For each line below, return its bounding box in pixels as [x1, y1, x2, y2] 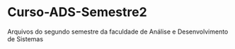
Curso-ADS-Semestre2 [7, 4, 147, 20]
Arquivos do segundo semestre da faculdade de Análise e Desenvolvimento [7, 27, 229, 36]
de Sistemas [7, 34, 44, 43]
